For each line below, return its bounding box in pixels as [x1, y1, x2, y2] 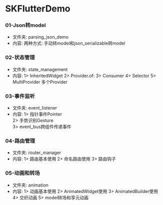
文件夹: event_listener [12, 105, 57, 111]
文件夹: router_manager [12, 149, 61, 155]
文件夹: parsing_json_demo [12, 34, 69, 40]
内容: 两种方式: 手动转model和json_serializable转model [12, 40, 125, 46]
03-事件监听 [5, 92, 35, 99]
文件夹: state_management [12, 66, 68, 72]
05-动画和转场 [5, 169, 40, 176]
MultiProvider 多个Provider [12, 78, 67, 85]
